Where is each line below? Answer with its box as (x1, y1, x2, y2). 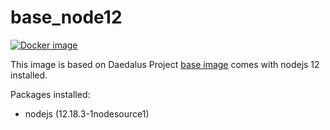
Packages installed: (10, 88, 91, 100)
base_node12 (10, 6, 123, 29)
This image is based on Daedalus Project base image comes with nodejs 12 (10, 58, 320, 70)
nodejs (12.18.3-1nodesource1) (24, 107, 150, 120)
